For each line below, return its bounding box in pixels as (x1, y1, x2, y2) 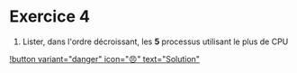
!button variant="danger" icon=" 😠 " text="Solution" (9, 53, 201, 64)
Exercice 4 (9, 6, 90, 27)
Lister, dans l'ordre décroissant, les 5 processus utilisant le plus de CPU (22, 36, 289, 47)
